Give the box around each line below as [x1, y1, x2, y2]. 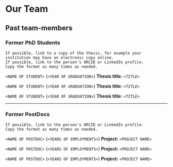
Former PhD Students [5, 39, 60, 46]
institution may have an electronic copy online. [5, 55, 114, 60]
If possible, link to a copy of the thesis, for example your [5, 50, 142, 55]
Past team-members [5, 24, 73, 32]
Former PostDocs [5, 110, 50, 118]
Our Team [5, 3, 48, 15]
